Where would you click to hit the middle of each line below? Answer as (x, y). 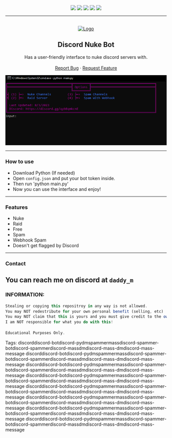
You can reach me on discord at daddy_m (69, 280)
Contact (16, 264)
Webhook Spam (30, 240)
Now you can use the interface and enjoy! (57, 189)
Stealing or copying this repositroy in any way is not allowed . (76, 306)
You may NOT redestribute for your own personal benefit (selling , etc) (84, 311)
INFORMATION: (25, 295)
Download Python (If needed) (44, 173)
